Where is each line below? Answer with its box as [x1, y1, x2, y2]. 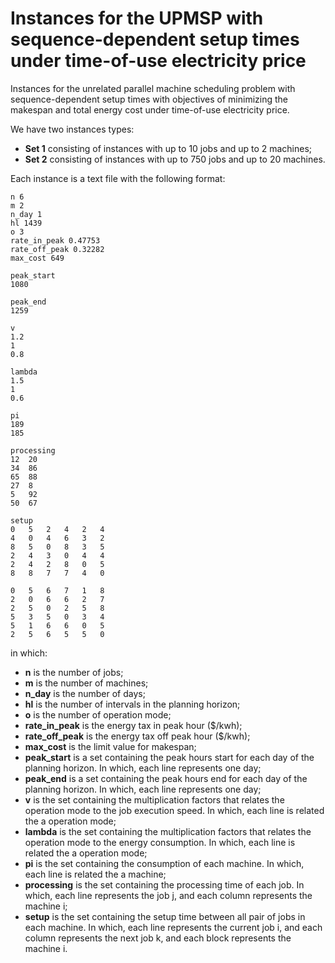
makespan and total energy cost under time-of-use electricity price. [10, 103, 290, 116]
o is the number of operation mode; [24, 708, 172, 721]
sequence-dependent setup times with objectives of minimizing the [10, 93, 288, 105]
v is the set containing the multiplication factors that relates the [24, 793, 285, 806]
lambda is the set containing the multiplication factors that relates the [24, 825, 312, 837]
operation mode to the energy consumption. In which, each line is [24, 836, 296, 848]
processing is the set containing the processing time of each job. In [24, 878, 305, 891]
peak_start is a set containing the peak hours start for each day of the [24, 751, 315, 763]
